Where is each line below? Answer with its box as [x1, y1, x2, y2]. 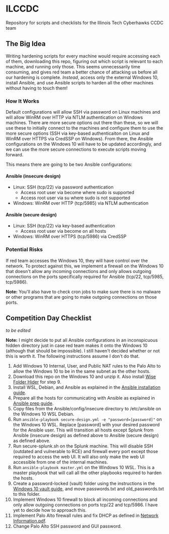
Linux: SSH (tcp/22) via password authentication [13, 184, 114, 190]
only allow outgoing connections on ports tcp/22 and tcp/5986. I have [13, 501, 158, 508]
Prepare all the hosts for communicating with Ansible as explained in [13, 395, 155, 401]
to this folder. [13, 491, 41, 497]
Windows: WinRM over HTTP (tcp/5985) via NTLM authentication [13, 200, 149, 206]
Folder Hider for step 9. [13, 379, 62, 385]
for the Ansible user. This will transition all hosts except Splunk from [13, 427, 154, 433]
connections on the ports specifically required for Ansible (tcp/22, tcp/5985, [6, 274, 164, 280]
